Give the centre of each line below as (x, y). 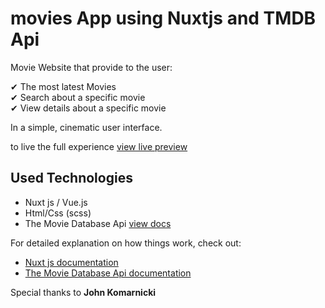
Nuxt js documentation (71, 262)
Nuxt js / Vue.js (56, 202)
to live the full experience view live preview (99, 146)
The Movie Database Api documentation (108, 273)
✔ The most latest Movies (63, 86)
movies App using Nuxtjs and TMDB (163, 18)
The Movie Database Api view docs (98, 223)
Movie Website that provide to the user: (91, 67)
